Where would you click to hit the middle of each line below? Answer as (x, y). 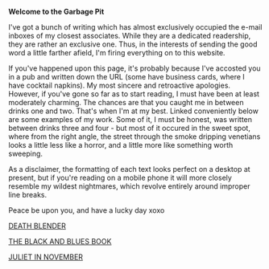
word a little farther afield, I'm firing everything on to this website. (117, 53)
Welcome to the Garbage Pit (56, 12)
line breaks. (28, 195)
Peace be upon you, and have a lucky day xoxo (87, 210)
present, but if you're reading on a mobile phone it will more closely (120, 177)
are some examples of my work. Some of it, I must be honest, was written (130, 119)
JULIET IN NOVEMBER (46, 257)
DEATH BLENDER (37, 226)
